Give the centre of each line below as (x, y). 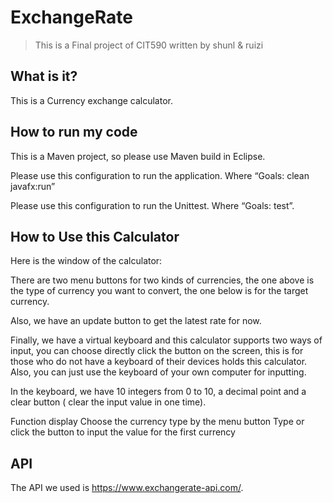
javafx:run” (33, 186)
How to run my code (74, 132)
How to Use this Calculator (95, 236)
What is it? (44, 76)
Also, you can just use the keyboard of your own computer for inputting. (158, 372)
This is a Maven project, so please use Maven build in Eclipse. (138, 156)
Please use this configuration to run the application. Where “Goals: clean (160, 175)
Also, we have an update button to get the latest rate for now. (136, 321)
